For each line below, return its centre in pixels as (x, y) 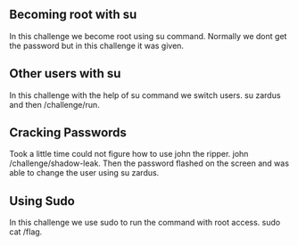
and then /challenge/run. (54, 104)
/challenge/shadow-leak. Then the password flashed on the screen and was (149, 163)
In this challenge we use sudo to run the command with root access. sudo (145, 223)
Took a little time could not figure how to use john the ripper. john (129, 154)
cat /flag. (26, 232)
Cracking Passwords (68, 133)
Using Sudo (42, 201)
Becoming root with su (73, 15)
